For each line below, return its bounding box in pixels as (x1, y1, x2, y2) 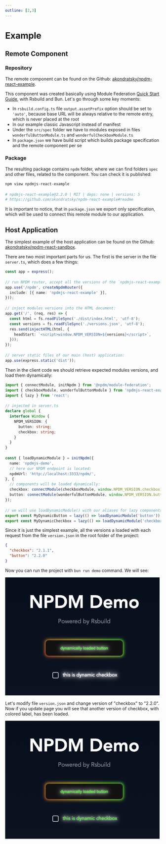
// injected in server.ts (5, 403, 58, 408)
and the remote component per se (12, 142, 83, 148)
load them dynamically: (5, 372, 53, 378)
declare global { (5, 409, 41, 414)
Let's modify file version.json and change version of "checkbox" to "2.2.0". (5, 700, 160, 706)
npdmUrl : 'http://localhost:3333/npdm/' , (9, 471, 96, 476)
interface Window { (9, 414, 50, 419)
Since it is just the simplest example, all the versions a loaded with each (5, 527, 151, 533)
